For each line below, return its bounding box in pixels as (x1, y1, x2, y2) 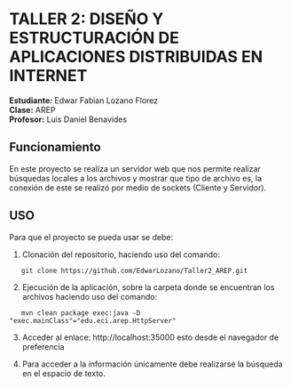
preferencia (21, 341, 65, 351)
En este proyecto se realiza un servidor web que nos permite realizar (9, 163, 262, 173)
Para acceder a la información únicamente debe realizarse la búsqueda (21, 359, 283, 369)
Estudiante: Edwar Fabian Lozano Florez (9, 94, 159, 106)
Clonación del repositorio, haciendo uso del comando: (21, 249, 220, 260)
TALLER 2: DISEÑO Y (9, 9, 164, 29)
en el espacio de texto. (21, 367, 106, 378)
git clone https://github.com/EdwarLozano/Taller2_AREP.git (20, 266, 248, 275)
